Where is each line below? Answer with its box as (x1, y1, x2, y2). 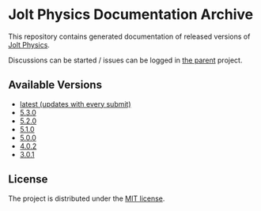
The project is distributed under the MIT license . (8, 194, 165, 203)
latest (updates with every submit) (19, 99, 132, 108)
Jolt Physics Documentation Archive (8, 6, 254, 24)
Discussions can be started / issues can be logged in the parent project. (8, 55, 243, 65)
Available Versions (8, 78, 103, 92)
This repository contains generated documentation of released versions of (8, 32, 251, 41)
